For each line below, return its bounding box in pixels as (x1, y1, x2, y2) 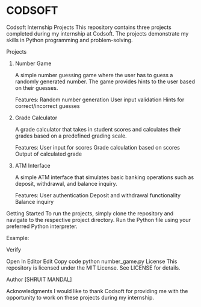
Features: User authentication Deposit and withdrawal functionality (14, 191, 181, 199)
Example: (6, 234, 29, 241)
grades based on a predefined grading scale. (14, 132, 128, 139)
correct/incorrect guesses (14, 102, 80, 109)
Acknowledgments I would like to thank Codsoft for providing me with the (6, 287, 188, 294)
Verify (6, 245, 21, 253)
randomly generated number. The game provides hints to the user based (14, 78, 196, 85)
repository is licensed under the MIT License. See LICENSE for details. (6, 264, 181, 271)
